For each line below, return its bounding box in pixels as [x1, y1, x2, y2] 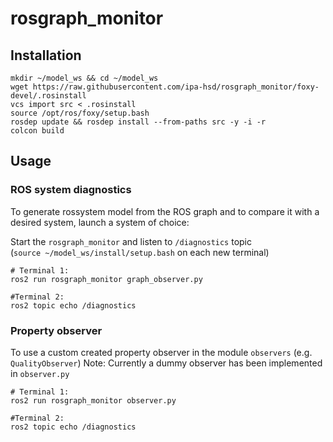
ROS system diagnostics [10, 183, 132, 197]
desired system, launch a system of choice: [10, 216, 190, 228]
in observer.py [10, 367, 70, 379]
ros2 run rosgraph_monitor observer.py [10, 395, 177, 406]
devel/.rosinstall [10, 91, 87, 101]
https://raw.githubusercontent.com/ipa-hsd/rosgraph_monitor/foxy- [32, 82, 320, 92]
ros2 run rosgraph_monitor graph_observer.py [10, 274, 203, 284]
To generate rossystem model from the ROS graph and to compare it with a [10, 205, 320, 217]
